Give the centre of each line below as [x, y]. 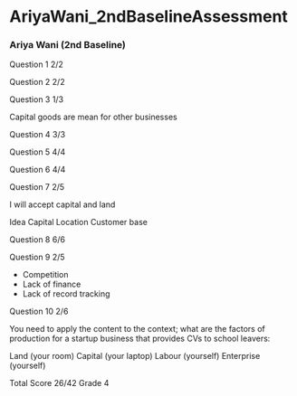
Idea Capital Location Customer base [78, 222]
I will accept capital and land [62, 204]
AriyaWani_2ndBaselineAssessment [148, 17]
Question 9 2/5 [37, 257]
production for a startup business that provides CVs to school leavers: [140, 339]
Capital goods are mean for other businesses [94, 117]
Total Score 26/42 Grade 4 [59, 383]
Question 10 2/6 [39, 311]
